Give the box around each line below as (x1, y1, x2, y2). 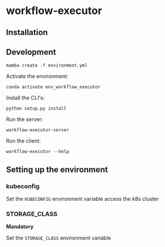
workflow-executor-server (6, 127, 69, 133)
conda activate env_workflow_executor (6, 84, 101, 90)
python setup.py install (6, 106, 67, 112)
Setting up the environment (6, 165, 108, 175)
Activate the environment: (6, 73, 68, 80)
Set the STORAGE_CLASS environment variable (6, 235, 111, 242)
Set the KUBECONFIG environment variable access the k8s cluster (6, 196, 159, 203)
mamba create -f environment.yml (6, 62, 88, 68)
